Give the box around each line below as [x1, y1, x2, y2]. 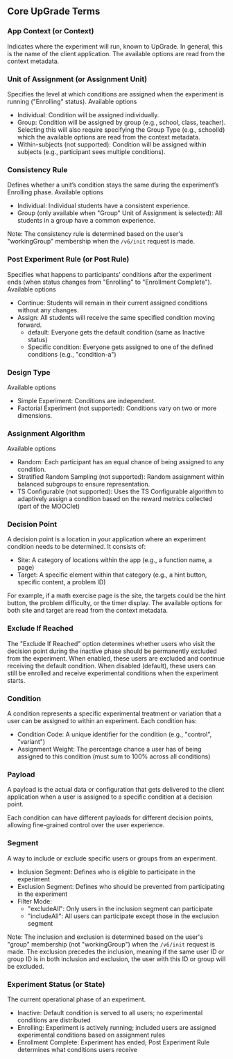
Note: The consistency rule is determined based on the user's [7, 230, 184, 238]
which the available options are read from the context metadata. [17, 133, 200, 141]
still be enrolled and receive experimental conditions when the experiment [7, 669, 218, 677]
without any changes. [17, 305, 80, 314]
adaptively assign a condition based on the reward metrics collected [17, 495, 213, 503]
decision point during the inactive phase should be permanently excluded [7, 647, 217, 655]
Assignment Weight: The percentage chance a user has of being [17, 745, 202, 754]
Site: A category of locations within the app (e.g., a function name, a [17, 556, 212, 564]
